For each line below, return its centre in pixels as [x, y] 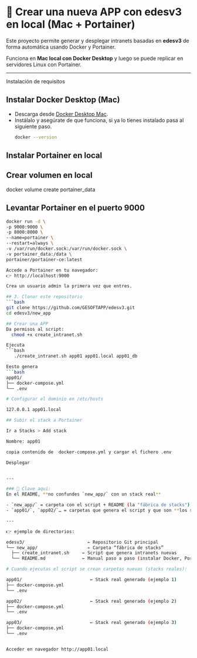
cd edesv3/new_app [28, 313]
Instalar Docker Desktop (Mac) [63, 100]
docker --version [36, 137]
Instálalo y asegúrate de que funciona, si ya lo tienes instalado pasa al [99, 120]
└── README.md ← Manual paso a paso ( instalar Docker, [97, 559]
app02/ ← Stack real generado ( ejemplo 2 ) [91, 601]
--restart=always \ [30, 243]
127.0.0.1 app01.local [34, 410]
